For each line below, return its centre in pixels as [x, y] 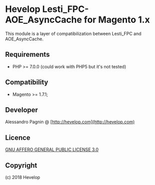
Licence [18, 137]
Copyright [21, 165]
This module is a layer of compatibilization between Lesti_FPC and [73, 33]
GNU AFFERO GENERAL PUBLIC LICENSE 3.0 [52, 150]
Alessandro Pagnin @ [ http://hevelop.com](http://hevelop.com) [70, 122]
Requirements [27, 55]
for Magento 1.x [117, 20]
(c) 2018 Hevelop [23, 177]
